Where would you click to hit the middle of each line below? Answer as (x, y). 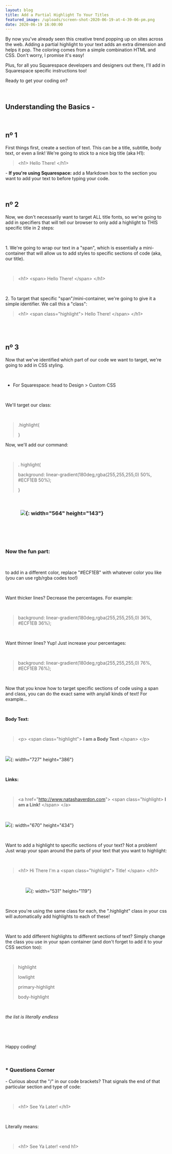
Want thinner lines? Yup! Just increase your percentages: (66, 643)
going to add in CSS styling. (35, 365)
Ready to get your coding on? (36, 81)
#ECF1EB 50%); (34, 480)
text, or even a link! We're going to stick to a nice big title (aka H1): (75, 153)
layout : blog (19, 10)
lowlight (26, 977)
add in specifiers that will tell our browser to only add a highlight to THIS (82, 222)
